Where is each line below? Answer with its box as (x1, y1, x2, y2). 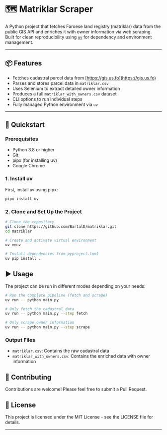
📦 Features (5, 59, 42, 67)
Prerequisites (5, 135, 38, 142)
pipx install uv (5, 196, 39, 201)
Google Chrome (12, 163, 45, 169)
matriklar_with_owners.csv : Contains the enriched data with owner (12, 353, 151, 359)
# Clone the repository (5, 219, 55, 224)
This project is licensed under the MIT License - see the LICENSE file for (5, 414, 153, 420)
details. (5, 420, 20, 426)
